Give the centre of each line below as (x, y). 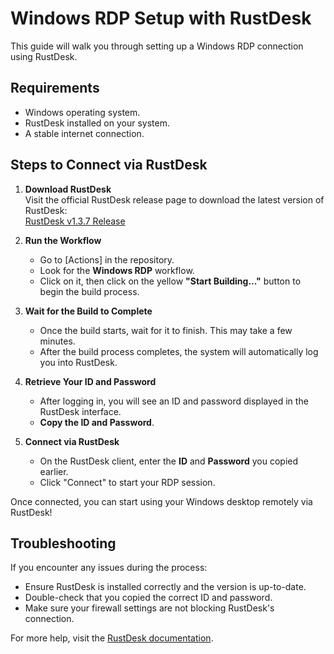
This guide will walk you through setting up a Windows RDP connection (157, 46)
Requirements (55, 88)
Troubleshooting (63, 543)
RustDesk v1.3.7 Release (75, 221)
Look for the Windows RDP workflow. (117, 270)
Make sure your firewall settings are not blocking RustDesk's (149, 608)
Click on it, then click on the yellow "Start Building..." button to (170, 281)
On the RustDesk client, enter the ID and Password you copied (169, 461)
